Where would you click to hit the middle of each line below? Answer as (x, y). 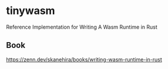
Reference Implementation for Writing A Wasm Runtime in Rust (82, 27)
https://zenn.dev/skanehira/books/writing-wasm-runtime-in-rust (84, 59)
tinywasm (31, 11)
